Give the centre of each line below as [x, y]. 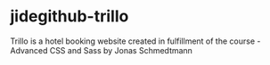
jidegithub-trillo [70, 16]
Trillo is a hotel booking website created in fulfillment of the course [133, 41]
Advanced [29, 50]
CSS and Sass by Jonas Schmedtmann [121, 50]
